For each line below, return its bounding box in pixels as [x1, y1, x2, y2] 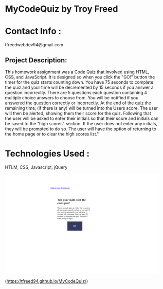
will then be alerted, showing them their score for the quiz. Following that [5, 110, 151, 116]
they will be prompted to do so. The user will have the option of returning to [5, 126, 157, 132]
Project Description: [5, 56, 67, 64]
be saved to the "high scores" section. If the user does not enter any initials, [5, 120, 157, 126]
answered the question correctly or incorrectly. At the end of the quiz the [5, 100, 152, 106]
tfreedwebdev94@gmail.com [5, 42, 64, 48]
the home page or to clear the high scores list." [5, 131, 99, 137]
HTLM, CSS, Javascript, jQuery [5, 164, 68, 170]
